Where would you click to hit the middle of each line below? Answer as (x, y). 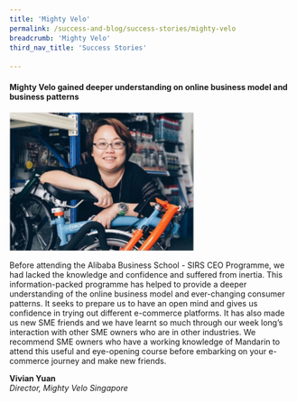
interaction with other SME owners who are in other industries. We (133, 332)
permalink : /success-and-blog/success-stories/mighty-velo (123, 28)
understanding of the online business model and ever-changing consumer (147, 294)
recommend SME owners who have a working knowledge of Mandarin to (145, 342)
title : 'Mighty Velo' (50, 19)
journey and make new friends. (109, 361)
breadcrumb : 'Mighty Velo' (60, 38)
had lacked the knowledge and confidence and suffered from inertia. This (146, 274)
